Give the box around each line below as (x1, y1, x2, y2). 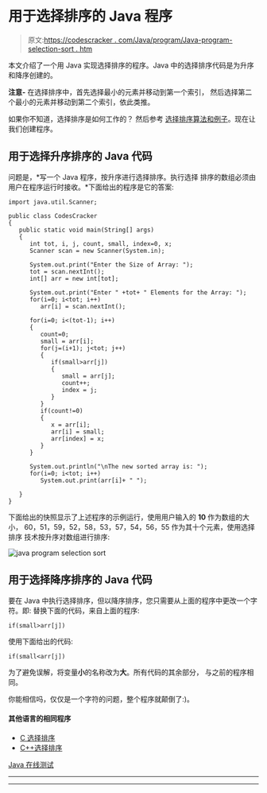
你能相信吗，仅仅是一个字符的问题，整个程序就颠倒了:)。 (8, 694, 195, 704)
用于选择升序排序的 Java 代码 (8, 150, 153, 163)
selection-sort (27, 44, 74, 53)
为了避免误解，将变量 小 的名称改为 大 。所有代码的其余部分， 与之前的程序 (8, 667, 247, 677)
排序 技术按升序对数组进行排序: (8, 532, 110, 542)
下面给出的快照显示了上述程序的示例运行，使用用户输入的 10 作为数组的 (8, 512, 243, 522)
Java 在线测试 (8, 760, 54, 769)
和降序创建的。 (8, 70, 57, 80)
